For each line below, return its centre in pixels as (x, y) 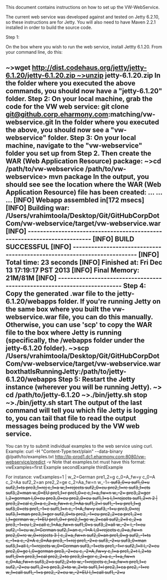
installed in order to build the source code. (49, 27)
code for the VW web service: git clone (67, 107)
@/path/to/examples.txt (30, 456)
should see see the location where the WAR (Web (83, 185)
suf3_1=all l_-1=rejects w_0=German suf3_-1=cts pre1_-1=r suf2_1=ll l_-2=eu (83, 546)
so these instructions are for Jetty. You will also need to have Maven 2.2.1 (81, 22)
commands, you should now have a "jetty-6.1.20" (84, 91)
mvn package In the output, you (99, 177)
